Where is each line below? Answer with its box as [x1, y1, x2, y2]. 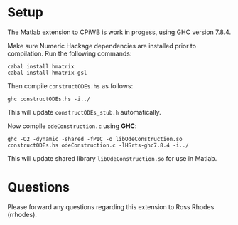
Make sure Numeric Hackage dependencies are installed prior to [7, 41, 197, 50]
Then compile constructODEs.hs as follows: [7, 81, 134, 90]
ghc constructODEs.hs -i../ [7, 95, 91, 103]
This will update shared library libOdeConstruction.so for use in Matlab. [7, 154, 217, 162]
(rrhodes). [7, 210, 38, 219]
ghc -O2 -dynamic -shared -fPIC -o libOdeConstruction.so [7, 135, 183, 142]
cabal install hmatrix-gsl [7, 69, 87, 76]
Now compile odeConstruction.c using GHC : [7, 122, 137, 130]
